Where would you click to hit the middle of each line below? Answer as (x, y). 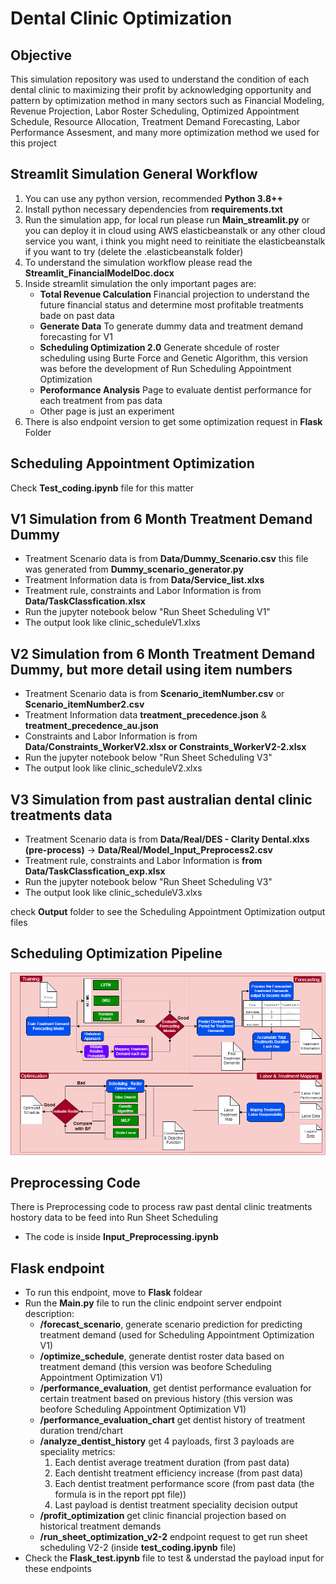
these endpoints (58, 1569)
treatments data (61, 815)
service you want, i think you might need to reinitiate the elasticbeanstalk (175, 241)
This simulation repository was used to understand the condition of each (160, 79)
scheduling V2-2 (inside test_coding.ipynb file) (138, 1548)
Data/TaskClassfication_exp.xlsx (95, 871)
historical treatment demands (100, 1526)
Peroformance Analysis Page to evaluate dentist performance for (175, 389)
